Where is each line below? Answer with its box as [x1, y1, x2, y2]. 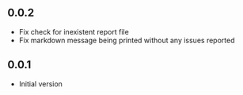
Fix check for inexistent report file [18, 27, 130, 36]
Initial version [18, 79, 63, 89]
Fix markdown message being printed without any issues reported [18, 35, 235, 45]
